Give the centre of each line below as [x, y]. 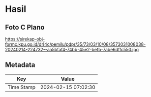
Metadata [20, 65]
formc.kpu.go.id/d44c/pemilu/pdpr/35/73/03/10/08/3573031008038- [75, 44]
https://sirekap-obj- [25, 39]
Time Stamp [22, 87]
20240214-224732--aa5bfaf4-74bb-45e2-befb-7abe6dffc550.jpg [72, 49]
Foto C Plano [25, 27]
